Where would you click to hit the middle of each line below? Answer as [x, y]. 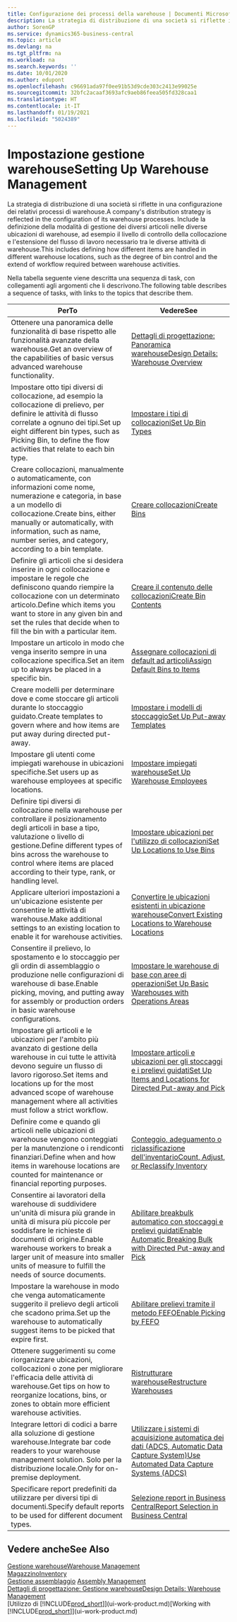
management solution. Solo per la [66, 1459]
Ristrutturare [152, 1373]
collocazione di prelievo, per [57, 404]
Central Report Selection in [175, 1507]
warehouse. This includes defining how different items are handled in [107, 249]
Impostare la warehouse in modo [65, 1286]
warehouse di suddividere [54, 1204]
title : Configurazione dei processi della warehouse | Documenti [105, 14]
